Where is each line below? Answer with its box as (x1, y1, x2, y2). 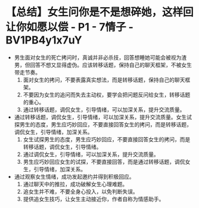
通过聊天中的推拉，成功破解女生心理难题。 (23, 180, 128, 188)
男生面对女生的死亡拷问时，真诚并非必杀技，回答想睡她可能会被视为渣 (14, 54, 187, 61)
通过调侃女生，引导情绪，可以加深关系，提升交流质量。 (23, 150, 159, 158)
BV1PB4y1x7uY (5, 33, 82, 47)
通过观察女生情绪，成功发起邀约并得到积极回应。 (14, 173, 135, 180)
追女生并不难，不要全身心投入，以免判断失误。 (23, 188, 138, 195)
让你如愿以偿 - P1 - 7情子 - (5, 20, 133, 34)
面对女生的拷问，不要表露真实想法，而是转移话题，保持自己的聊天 (23, 76, 185, 83)
